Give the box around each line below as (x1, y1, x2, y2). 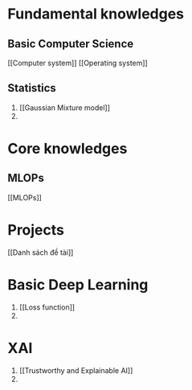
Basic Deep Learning (7, 275, 149, 294)
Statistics (7, 81, 57, 95)
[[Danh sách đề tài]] (7, 247, 74, 257)
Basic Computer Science (7, 37, 134, 51)
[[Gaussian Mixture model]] (18, 102, 110, 113)
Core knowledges (7, 140, 128, 158)
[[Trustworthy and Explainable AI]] (18, 365, 133, 375)
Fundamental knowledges (7, 5, 185, 23)
